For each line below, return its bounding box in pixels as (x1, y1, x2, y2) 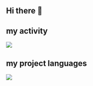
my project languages (6, 58, 87, 68)
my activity (6, 26, 48, 36)
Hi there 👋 (6, 6, 43, 16)
